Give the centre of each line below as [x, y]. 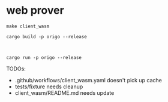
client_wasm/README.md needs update [64, 92]
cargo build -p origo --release [46, 36]
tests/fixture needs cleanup [49, 86]
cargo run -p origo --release [44, 57]
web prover [35, 10]
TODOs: [16, 69]
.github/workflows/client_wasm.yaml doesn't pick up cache [88, 80]
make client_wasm [28, 26]
